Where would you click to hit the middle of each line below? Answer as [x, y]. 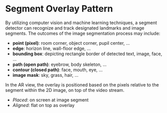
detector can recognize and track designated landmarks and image [75, 28]
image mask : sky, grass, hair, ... [46, 75]
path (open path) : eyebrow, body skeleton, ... [60, 64]
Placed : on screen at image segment [51, 100]
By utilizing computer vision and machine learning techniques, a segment [81, 23]
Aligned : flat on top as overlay [44, 105]
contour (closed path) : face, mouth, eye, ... [58, 70]
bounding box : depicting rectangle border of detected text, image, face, [87, 54]
